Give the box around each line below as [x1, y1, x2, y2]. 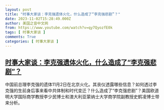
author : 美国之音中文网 [5, 21, 48, 26]
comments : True [5, 35, 36, 40]
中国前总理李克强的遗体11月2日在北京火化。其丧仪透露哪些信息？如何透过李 [5, 81, 157, 87]
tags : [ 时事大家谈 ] [5, 30, 46, 35]
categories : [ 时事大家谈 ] [5, 39, 59, 44]
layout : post [5, 7, 32, 12]
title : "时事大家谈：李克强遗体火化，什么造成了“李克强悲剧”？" [5, 12, 121, 17]
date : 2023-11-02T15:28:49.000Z [5, 16, 71, 21]
